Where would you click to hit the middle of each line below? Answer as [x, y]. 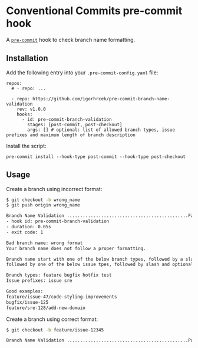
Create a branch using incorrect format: [54, 189]
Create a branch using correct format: [52, 319]
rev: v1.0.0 [31, 109]
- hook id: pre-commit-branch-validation [58, 221]
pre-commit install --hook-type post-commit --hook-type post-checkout [96, 157]
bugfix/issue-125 [27, 302]
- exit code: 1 [25, 232]
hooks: [25, 114]
